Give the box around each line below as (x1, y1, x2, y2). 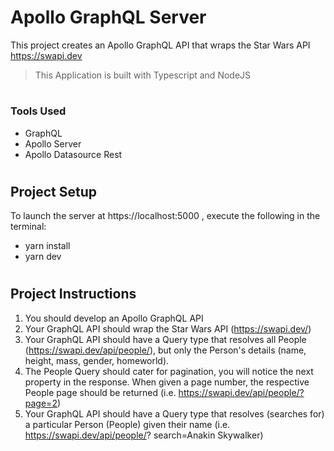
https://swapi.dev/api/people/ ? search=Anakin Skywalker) (24, 429, 264, 441)
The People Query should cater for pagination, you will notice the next (24, 365, 314, 377)
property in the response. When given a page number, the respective (24, 376, 310, 388)
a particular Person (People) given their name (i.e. (24, 418, 231, 430)
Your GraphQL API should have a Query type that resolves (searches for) (24, 407, 325, 420)
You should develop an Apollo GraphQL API (24, 312, 204, 324)
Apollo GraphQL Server (10, 6, 207, 29)
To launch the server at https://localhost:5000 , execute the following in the (10, 210, 321, 222)
